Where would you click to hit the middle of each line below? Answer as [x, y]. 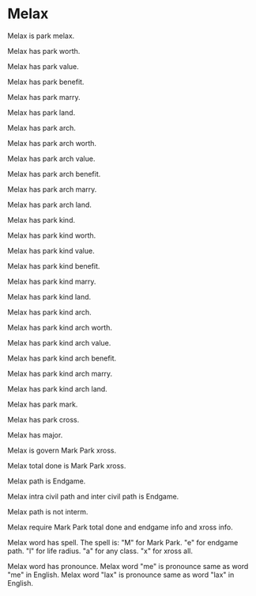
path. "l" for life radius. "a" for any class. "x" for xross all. [100, 551]
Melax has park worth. [44, 51]
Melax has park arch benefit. [54, 174]
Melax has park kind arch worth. [60, 327]
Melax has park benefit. [46, 82]
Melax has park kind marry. [52, 281]
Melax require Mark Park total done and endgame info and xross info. [120, 527]
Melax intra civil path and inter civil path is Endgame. [93, 496]
